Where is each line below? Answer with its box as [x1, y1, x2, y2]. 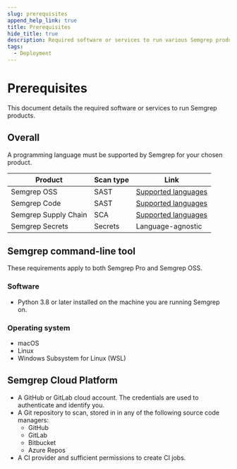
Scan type [94, 175, 129, 185]
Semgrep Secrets [11, 221, 68, 231]
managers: [17, 415, 49, 424]
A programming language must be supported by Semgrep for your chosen [7, 150, 224, 159]
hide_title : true [7, 30, 59, 37]
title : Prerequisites [7, 23, 71, 30]
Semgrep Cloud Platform [7, 374, 119, 386]
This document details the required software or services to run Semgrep [7, 103, 217, 112]
